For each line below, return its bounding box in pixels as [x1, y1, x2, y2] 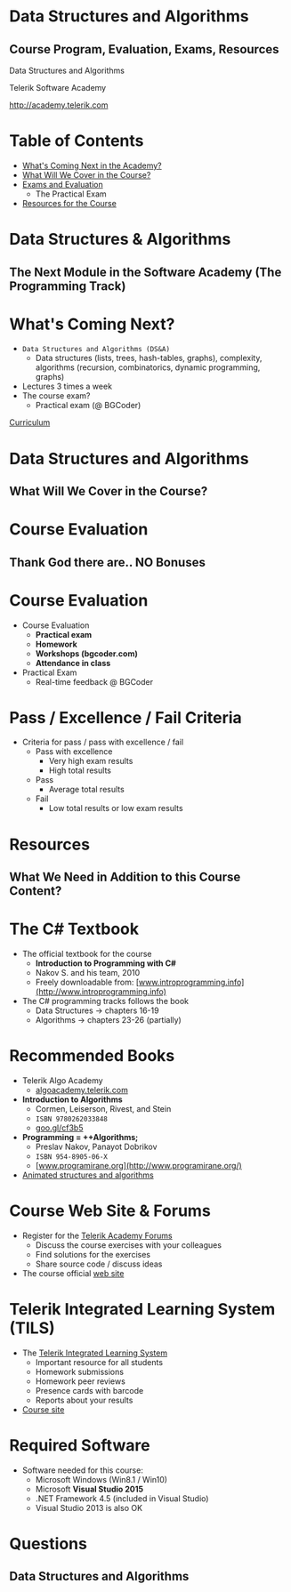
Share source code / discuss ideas [35, 1258, 163, 1269]
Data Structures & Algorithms [9, 229, 231, 250]
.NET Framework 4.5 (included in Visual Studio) [35, 1492, 209, 1504]
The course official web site [21, 1267, 125, 1278]
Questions [9, 1533, 87, 1554]
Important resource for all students [35, 1356, 163, 1367]
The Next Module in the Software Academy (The [9, 264, 282, 279]
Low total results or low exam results [48, 803, 184, 814]
